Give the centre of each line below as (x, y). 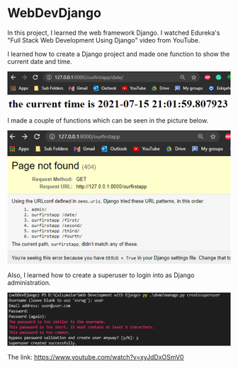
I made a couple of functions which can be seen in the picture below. (108, 121)
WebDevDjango (54, 13)
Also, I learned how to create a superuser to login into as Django (101, 275)
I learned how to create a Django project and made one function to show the (119, 54)
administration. (29, 283)
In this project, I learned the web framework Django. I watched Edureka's (114, 33)
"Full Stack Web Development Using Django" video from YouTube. (104, 40)
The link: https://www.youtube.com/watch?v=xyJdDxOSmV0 (96, 357)
